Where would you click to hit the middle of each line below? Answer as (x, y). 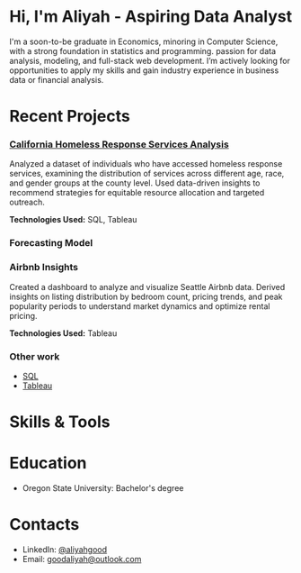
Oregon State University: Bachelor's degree (103, 488)
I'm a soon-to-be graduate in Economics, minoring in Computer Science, (144, 41)
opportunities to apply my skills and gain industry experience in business (144, 70)
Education (48, 464)
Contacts (44, 525)
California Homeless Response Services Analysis (119, 144)
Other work (35, 356)
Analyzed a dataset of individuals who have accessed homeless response (146, 164)
